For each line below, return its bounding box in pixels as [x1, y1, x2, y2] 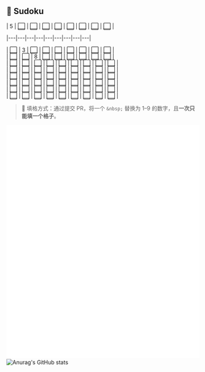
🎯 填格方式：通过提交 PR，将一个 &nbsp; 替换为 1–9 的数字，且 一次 [21, 104, 190, 112]
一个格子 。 [32, 112, 60, 120]
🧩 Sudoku [6, 6, 44, 17]
